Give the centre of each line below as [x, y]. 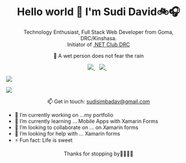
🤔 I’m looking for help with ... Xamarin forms [67, 133]
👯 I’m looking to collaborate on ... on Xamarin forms [77, 127]
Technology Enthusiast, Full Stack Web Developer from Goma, [99, 32]
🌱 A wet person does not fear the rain [99, 56]
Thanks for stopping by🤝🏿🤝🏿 [99, 154]
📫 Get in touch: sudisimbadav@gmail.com [99, 101]
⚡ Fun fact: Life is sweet [43, 140]
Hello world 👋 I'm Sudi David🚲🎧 [99, 12]
